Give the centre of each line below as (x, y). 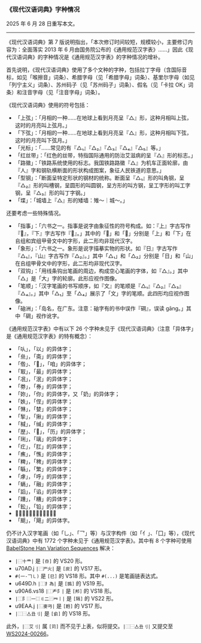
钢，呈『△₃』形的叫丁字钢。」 (51, 193)
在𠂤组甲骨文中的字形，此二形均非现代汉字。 (70, 264)
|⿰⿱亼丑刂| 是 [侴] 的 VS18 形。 (54, 614)
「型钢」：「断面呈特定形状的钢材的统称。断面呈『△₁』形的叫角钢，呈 (100, 178)
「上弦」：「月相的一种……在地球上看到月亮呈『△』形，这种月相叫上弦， (103, 118)
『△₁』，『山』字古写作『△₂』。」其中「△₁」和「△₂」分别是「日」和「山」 (104, 256)
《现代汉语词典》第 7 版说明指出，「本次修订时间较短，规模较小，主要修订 (97, 42)
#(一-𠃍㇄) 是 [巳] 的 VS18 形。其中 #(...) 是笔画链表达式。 (88, 576)
